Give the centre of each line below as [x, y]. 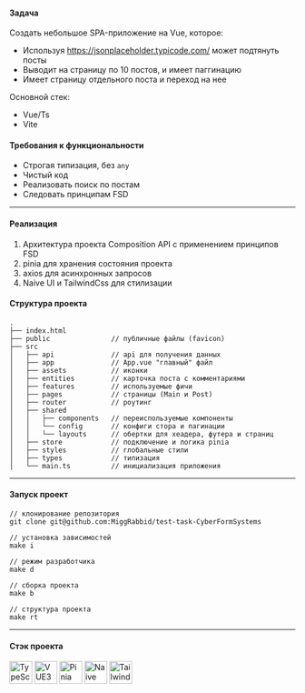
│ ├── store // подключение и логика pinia [119, 442]
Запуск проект [39, 495]
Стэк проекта [36, 646]
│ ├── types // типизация [85, 458]
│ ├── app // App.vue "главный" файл [111, 362]
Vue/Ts [36, 115]
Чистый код [45, 175]
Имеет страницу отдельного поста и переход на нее [124, 80]
